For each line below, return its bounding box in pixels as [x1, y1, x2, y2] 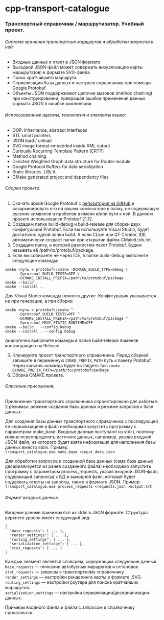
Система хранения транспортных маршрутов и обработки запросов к [5, 39, 154, 45]
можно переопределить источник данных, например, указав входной [5, 434, 152, 440]
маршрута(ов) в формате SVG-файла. [12, 70, 91, 75]
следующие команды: [12, 258, 59, 263]
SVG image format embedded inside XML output [12, 143, 110, 148]
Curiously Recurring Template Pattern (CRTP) [12, 148, 104, 154]
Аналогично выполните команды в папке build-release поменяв [5, 337, 139, 343]
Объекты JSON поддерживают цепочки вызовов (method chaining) [12, 90, 153, 96]
